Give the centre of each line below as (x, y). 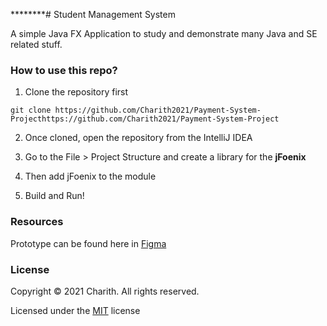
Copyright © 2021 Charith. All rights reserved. (105, 291)
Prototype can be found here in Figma (88, 243)
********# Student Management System (93, 14)
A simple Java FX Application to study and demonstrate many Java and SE (164, 33)
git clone (31, 110)
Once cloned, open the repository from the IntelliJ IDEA (138, 138)
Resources (37, 222)
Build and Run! (54, 196)
